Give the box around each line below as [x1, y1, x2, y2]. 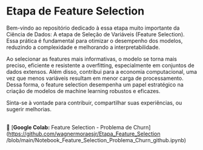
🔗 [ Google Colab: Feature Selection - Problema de [6, 123, 132, 131]
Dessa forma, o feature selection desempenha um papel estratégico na [6, 80, 184, 88]
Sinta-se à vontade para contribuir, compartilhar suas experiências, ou [6, 99, 182, 106]
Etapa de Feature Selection [6, 4, 145, 18]
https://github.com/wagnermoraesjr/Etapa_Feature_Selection [8, 130, 161, 137]
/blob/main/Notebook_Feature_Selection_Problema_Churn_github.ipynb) [6, 136, 187, 143]
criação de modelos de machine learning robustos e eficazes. [6, 87, 161, 94]
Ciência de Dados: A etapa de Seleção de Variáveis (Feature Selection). [6, 30, 185, 37]
